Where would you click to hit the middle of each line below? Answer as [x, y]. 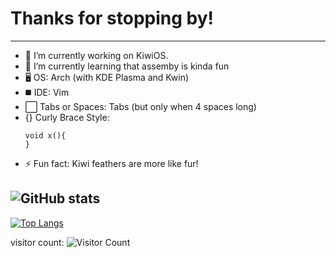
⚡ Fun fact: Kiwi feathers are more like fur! [111, 163]
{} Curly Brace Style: [67, 117]
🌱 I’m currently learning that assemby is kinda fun [127, 66]
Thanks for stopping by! [112, 18]
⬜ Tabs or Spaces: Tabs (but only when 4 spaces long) [140, 106]
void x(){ [45, 135]
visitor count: [37, 242]
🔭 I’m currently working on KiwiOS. [96, 55]
